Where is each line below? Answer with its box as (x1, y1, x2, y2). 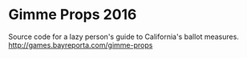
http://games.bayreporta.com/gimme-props (8, 40, 153, 49)
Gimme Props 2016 (8, 6, 137, 24)
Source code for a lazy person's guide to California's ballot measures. (8, 32, 239, 41)
